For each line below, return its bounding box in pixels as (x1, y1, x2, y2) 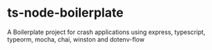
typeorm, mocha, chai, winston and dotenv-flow (7, 35, 145, 43)
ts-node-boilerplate (7, 5, 124, 21)
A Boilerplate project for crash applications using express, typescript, (7, 28, 206, 36)
